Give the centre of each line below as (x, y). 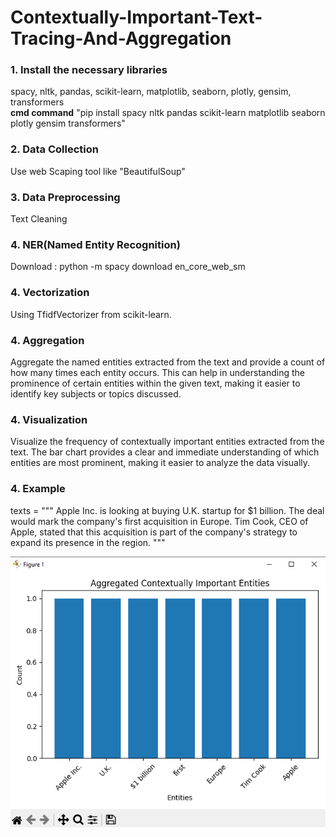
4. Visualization (49, 419)
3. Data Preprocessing (65, 197)
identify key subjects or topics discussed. (96, 393)
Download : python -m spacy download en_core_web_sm (128, 267)
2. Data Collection (54, 149)
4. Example (38, 489)
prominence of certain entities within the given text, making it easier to (155, 383)
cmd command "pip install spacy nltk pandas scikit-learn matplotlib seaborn (168, 113)
